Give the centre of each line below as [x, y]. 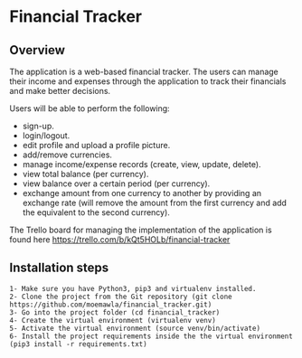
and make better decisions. [60, 91]
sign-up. [38, 126]
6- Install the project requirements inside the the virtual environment [151, 336]
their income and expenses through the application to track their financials [148, 81]
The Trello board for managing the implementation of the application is [141, 230]
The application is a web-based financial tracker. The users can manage [144, 71]
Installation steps [59, 268]
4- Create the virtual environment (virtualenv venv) [113, 320]
